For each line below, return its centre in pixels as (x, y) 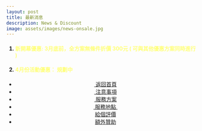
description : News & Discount (44, 23)
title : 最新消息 (25, 17)
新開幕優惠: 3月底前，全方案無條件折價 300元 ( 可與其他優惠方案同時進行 (105, 48)
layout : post (23, 12)
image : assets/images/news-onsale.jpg (55, 29)
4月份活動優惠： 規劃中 (44, 70)
